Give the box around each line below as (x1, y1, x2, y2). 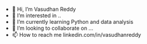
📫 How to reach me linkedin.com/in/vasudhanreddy (11, 32, 142, 38)
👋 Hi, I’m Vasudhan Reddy (11, 6, 76, 12)
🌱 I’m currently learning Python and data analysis (11, 18, 134, 25)
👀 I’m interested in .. (11, 12, 61, 19)
